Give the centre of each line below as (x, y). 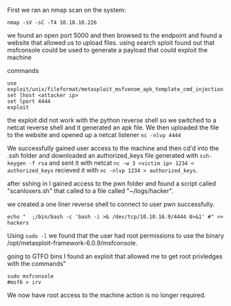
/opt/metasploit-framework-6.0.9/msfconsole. (72, 243)
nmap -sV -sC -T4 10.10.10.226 (52, 23)
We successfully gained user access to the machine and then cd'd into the (113, 148)
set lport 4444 (29, 101)
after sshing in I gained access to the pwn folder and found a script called (112, 183)
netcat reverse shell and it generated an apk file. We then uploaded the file (113, 127)
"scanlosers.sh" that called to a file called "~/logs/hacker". (90, 191)
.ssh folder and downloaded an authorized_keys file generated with (103, 155)
